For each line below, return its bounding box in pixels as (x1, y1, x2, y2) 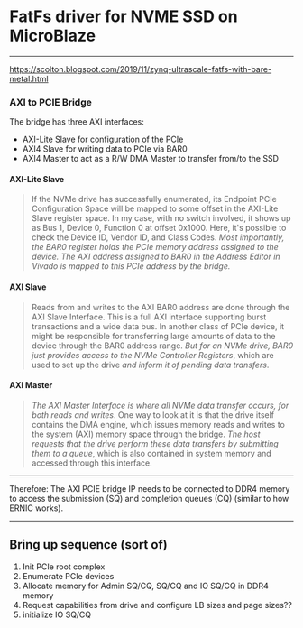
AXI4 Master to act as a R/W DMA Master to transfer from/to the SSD (22, 153, 280, 164)
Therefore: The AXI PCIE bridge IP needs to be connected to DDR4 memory (9, 483, 290, 494)
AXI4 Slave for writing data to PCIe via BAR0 (22, 143, 188, 154)
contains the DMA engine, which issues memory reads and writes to (31, 419, 286, 429)
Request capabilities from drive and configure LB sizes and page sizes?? (22, 599, 293, 610)
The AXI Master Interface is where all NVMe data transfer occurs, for (31, 400, 289, 411)
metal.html (9, 73, 49, 84)
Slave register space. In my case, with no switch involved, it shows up (31, 213, 291, 224)
